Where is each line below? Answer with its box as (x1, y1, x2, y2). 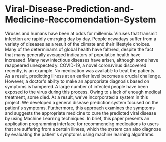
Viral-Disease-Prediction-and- (5, 3, 134, 15)
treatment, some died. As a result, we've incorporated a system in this (5, 94, 148, 100)
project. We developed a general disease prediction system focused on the (5, 99, 159, 105)
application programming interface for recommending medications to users (5, 121, 159, 127)
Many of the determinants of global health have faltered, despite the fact (5, 46, 154, 52)
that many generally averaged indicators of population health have (5, 51, 141, 58)
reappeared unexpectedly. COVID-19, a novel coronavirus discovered (5, 62, 147, 68)
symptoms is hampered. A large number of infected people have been (5, 83, 148, 89)
